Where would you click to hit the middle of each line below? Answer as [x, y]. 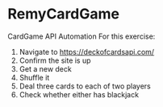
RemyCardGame [64, 14]
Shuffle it [34, 77]
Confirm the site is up [55, 60]
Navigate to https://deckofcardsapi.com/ [87, 51]
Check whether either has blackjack [79, 94]
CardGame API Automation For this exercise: [81, 36]
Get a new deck [45, 68]
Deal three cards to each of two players [85, 86]
